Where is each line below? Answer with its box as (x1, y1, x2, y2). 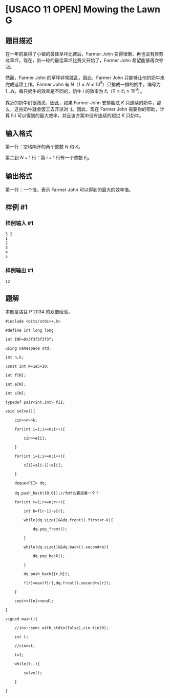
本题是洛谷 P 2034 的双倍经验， (5, 309, 73, 315)
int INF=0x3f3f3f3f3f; (5, 337, 54, 342)
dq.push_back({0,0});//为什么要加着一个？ (14, 491, 100, 496)
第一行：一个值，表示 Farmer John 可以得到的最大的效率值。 (5, 186, 134, 193)
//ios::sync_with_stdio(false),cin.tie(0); (14, 626, 109, 631)
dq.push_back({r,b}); (24, 572, 70, 577)
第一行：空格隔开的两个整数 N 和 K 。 (5, 143, 83, 149)
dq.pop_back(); (32, 554, 66, 559)
